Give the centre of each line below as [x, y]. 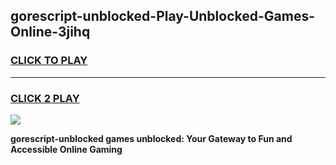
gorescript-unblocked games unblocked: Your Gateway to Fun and [151, 138]
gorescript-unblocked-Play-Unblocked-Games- [163, 16]
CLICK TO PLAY [49, 61]
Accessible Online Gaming [66, 149]
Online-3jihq [50, 32]
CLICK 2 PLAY [45, 98]
